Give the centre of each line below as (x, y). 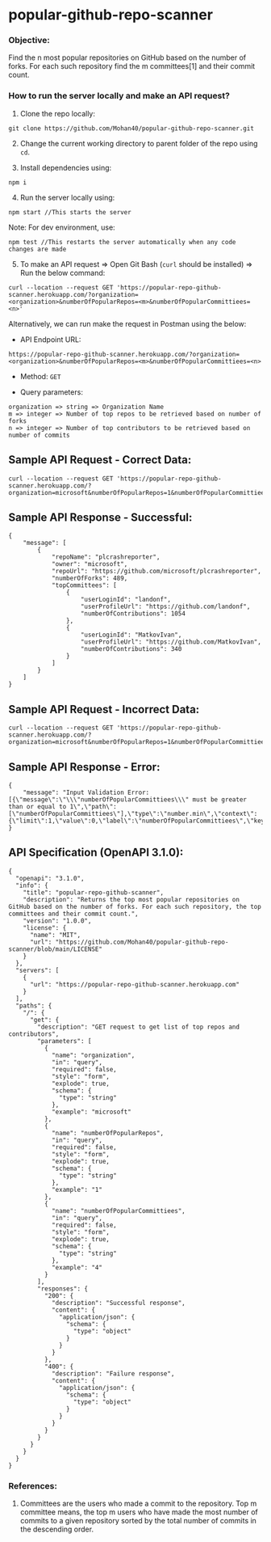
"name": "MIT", (55, 935)
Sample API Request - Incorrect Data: (104, 709)
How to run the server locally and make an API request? (119, 96)
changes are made (38, 249)
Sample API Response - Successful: (100, 517)
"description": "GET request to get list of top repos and (139, 1027)
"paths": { (34, 1005)
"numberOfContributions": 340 (131, 649)
